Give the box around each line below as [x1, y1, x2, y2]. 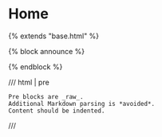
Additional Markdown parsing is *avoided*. [8, 100, 156, 108]
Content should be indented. [8, 107, 105, 115]
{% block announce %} [8, 46, 85, 56]
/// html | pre [8, 77, 49, 87]
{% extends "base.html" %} [8, 31, 100, 41]
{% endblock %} [8, 61, 63, 72]
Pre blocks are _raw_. [8, 92, 84, 100]
